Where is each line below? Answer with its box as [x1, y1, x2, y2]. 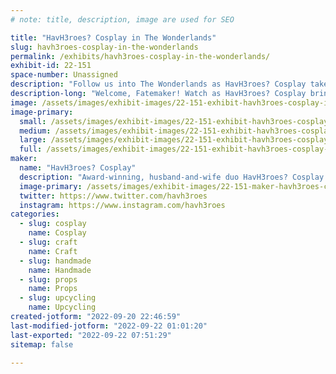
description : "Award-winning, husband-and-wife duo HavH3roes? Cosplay [19, 172, 325, 182]
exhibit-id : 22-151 [10, 61, 92, 71]
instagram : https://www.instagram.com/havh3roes [19, 200, 226, 210]
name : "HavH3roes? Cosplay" [19, 163, 137, 173]
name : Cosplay [28, 228, 87, 238]
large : [19, 135, 47, 145]
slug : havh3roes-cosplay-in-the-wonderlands [10, 42, 199, 52]
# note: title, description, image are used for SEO [10, 14, 235, 25]
